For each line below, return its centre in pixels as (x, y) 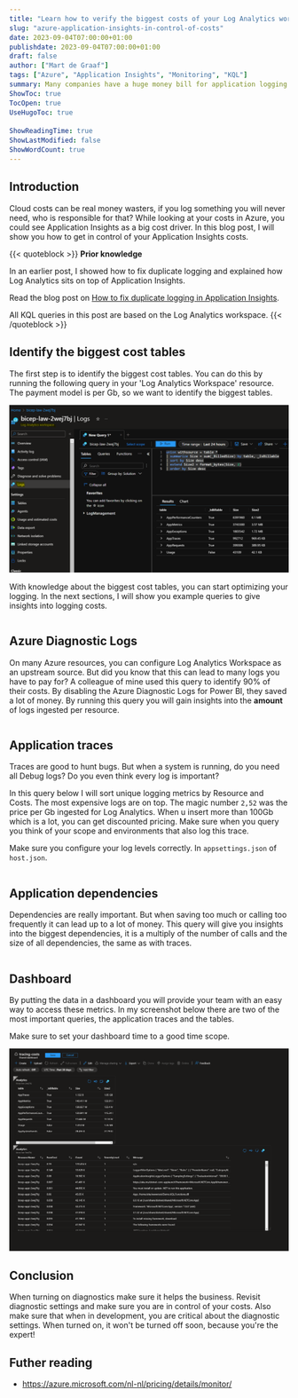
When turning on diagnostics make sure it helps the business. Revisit (135, 1297)
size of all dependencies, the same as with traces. (101, 943)
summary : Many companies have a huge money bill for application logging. (150, 84)
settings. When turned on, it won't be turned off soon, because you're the (144, 1325)
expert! (22, 1335)
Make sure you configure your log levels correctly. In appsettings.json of (143, 849)
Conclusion (42, 1276)
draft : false (33, 56)
